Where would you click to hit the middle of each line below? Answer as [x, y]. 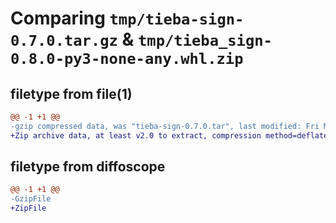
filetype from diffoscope [88, 167]
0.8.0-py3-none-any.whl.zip [127, 59]
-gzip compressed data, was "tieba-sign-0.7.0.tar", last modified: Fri [165, 126]
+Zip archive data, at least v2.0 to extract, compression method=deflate [169, 135]
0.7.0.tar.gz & [72, 39]
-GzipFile [31, 199]
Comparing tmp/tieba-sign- [127, 18]
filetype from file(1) [71, 93]
